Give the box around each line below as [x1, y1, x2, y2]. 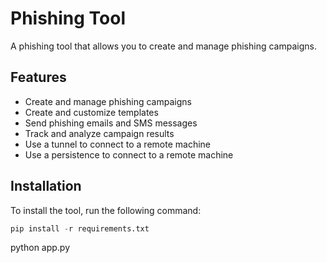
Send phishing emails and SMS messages [24, 117, 198, 129]
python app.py [10, 242, 71, 254]
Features [10, 69, 67, 86]
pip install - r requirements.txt [10, 223, 150, 234]
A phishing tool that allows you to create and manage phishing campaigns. [10, 40, 317, 52]
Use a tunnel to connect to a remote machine [24, 138, 211, 150]
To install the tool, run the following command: [10, 204, 202, 216]
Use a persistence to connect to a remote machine [24, 148, 234, 161]
